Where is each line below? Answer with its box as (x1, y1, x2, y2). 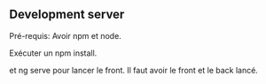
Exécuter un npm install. (9, 48, 98, 58)
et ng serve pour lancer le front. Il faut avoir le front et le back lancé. (9, 65, 259, 75)
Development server (9, 7, 125, 22)
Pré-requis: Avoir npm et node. (9, 30, 121, 41)
